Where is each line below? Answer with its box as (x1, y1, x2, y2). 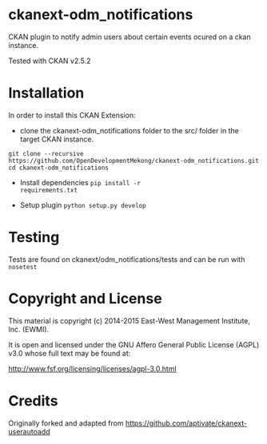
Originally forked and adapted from (8, 418, 124, 428)
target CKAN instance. (19, 134, 94, 144)
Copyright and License (8, 290, 162, 307)
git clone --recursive (8, 149, 84, 157)
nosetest (8, 263, 38, 271)
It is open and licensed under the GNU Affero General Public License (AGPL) (8, 339, 260, 349)
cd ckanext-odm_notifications (8, 164, 110, 172)
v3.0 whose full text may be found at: (8, 348, 131, 358)
